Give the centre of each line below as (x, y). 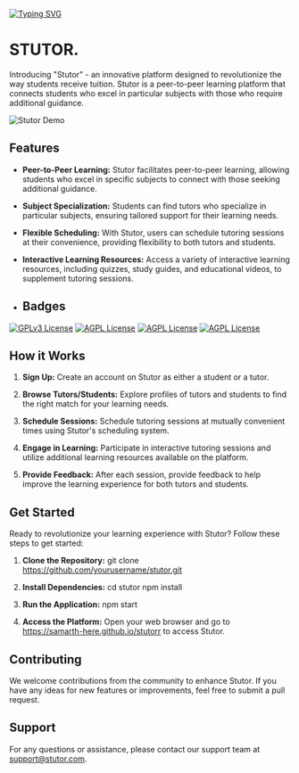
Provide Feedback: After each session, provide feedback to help (141, 475)
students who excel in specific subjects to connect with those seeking (151, 179)
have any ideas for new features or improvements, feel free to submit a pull (147, 690)
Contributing (46, 659)
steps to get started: (46, 543)
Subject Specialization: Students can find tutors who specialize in (144, 206)
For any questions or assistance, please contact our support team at (135, 749)
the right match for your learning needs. (96, 404)
